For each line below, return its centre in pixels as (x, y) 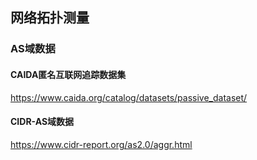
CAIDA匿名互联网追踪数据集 (68, 74)
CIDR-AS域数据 (42, 122)
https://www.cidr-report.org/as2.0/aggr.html (101, 144)
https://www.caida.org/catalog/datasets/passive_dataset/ (129, 97)
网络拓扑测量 (50, 18)
